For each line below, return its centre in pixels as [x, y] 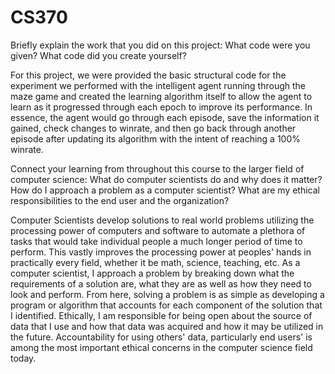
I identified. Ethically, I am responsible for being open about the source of [161, 315]
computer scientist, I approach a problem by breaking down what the [152, 273]
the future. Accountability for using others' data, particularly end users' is [161, 337]
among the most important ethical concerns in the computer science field [161, 347]
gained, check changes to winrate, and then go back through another [153, 128]
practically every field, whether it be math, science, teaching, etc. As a [155, 262]
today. [23, 358]
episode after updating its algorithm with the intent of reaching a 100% [155, 138]
